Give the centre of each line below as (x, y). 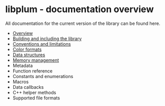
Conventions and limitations (42, 44)
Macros (21, 82)
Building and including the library (47, 39)
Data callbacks (28, 87)
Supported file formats (36, 98)
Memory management (36, 60)
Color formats (27, 49)
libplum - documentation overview (79, 9)
